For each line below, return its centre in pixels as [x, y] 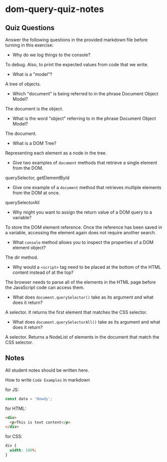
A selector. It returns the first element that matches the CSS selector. [76, 312]
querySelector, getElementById [37, 178]
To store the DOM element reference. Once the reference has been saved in [83, 227]
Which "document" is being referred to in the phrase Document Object [85, 94]
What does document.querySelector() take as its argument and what [83, 297]
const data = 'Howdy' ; [29, 399]
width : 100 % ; [23, 450]
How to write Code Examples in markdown [48, 380]
